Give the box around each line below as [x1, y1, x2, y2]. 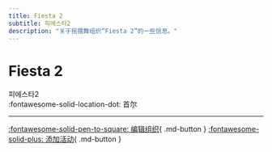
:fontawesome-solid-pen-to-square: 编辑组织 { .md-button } [8, 125, 207, 134]
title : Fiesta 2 [8, 11, 63, 20]
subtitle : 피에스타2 [8, 19, 71, 27]
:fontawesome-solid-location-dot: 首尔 [8, 99, 138, 109]
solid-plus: [8, 134, 45, 144]
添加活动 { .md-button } [45, 134, 121, 144]
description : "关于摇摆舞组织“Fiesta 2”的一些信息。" [8, 27, 178, 35]
